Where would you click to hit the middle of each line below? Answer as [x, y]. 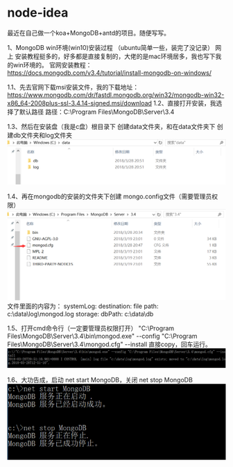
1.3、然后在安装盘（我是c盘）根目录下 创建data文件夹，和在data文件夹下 [111, 126]
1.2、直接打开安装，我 [185, 103]
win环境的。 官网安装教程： [52, 65]
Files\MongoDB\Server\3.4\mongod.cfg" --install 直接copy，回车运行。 [109, 344]
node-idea [38, 13]
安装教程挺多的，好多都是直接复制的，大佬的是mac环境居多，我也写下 [115, 56]
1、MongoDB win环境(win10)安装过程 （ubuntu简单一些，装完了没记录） [110, 47]
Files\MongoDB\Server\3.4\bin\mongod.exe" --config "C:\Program [102, 336]
